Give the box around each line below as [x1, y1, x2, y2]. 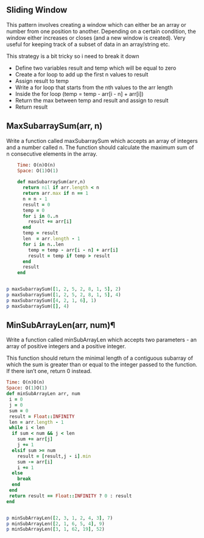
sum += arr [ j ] [17, 436, 53, 442]
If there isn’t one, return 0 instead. [6, 368, 92, 375]
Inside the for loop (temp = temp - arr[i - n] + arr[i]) [15, 90, 144, 97]
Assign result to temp [15, 77, 69, 84]
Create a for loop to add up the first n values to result [15, 70, 149, 78]
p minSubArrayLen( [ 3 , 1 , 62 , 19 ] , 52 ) [6, 526, 105, 533]
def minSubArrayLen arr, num [6, 391, 80, 397]
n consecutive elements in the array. [6, 150, 97, 158]
